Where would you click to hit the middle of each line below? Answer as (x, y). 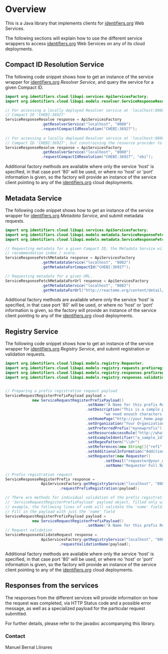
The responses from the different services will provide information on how (81, 597)
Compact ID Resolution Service (55, 64)
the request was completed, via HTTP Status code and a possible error (78, 603)
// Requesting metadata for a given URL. (49, 276)
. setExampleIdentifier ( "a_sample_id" (125, 437)
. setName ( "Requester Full (130, 465)
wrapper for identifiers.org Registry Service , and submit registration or (77, 349)
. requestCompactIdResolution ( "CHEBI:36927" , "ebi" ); (97, 157)
